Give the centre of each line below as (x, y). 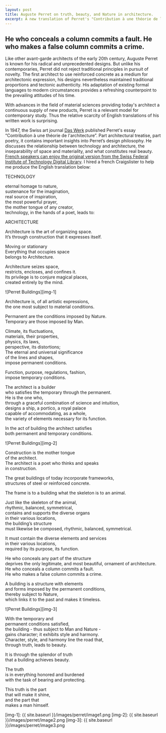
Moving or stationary (26, 247)
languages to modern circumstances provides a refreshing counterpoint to (81, 90)
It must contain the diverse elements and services (56, 538)
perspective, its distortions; (33, 347)
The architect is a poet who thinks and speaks (52, 463)
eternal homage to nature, (32, 186)
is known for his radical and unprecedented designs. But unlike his (73, 64)
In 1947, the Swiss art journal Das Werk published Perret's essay (70, 130)
